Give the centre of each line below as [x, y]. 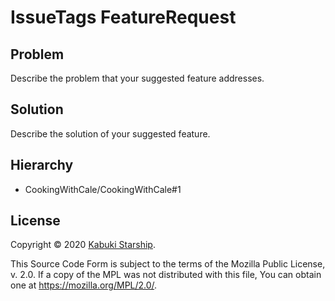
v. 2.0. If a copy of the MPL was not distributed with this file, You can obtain [166, 275]
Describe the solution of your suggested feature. [110, 133]
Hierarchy [42, 165]
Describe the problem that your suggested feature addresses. [137, 78]
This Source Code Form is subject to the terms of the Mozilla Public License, [168, 264]
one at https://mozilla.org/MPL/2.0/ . [84, 285]
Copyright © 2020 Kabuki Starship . [83, 245]
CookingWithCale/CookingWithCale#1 [103, 189]
